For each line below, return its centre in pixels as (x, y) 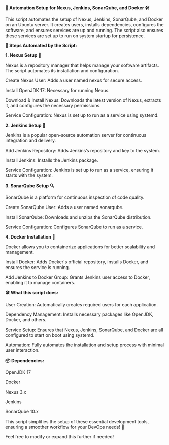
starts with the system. (29, 175)
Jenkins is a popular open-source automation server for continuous (76, 135)
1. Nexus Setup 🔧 (23, 55)
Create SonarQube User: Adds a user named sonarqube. (64, 207)
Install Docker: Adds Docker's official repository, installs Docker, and (77, 262)
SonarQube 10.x (22, 412)
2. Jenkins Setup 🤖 (25, 125)
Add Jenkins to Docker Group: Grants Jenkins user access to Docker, (78, 277)
